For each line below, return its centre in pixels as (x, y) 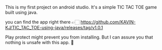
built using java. (21, 12)
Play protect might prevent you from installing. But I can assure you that (79, 37)
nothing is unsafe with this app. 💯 (40, 42)
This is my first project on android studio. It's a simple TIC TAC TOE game (81, 7)
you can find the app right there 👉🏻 (42, 22)
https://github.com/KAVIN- (108, 22)
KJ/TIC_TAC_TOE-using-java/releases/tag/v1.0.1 (54, 27)
